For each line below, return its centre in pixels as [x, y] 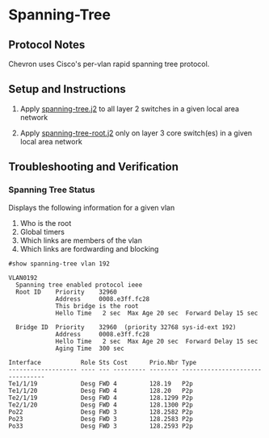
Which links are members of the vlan [81, 240]
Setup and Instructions [67, 89]
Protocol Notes [47, 45]
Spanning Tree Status [52, 190]
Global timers [42, 232]
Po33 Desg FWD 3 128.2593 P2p [101, 426]
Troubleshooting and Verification [94, 167]
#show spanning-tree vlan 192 [59, 264]
